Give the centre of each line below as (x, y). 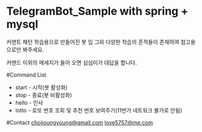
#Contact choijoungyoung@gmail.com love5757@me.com (80, 122)
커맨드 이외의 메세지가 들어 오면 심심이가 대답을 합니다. (72, 62)
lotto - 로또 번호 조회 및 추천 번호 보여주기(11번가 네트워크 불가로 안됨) (99, 110)
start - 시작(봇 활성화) (41, 87)
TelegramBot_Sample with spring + (97, 11)
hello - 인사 (29, 103)
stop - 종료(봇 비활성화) (43, 95)
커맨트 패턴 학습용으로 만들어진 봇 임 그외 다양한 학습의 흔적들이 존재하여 (93, 42)
